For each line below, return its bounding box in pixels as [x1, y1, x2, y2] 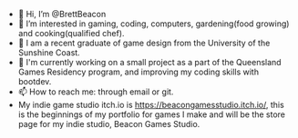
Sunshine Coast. [17, 47, 80, 58]
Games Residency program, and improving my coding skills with [17, 66, 260, 77]
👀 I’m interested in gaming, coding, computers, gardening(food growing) [17, 18, 290, 29]
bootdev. [17, 76, 52, 86]
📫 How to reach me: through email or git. [17, 86, 174, 97]
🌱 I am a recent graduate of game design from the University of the [17, 37, 271, 48]
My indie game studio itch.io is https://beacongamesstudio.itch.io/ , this [17, 100, 284, 110]
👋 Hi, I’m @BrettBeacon [17, 9, 107, 19]
